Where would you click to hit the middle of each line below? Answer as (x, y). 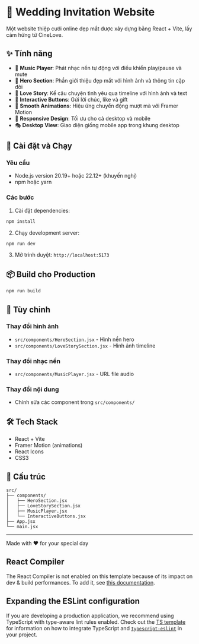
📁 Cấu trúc (26, 477)
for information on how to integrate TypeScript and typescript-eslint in (94, 628)
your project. (22, 634)
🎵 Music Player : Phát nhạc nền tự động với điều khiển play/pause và (98, 68)
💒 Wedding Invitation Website (81, 12)
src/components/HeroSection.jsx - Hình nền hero (74, 339)
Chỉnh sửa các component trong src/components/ (75, 402)
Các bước (20, 197)
